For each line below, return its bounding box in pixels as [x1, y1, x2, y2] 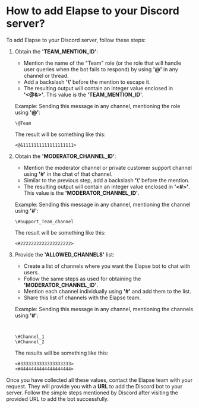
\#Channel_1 [14, 334, 45, 340]
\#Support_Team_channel [14, 219, 74, 224]
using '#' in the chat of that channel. [23, 170, 113, 178]
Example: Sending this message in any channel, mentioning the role [14, 102, 181, 109]
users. [23, 268, 40, 276]
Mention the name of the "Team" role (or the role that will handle [23, 59, 182, 67]
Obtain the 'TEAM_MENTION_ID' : [14, 48, 98, 55]
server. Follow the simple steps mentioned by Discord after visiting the [6, 389, 178, 396]
